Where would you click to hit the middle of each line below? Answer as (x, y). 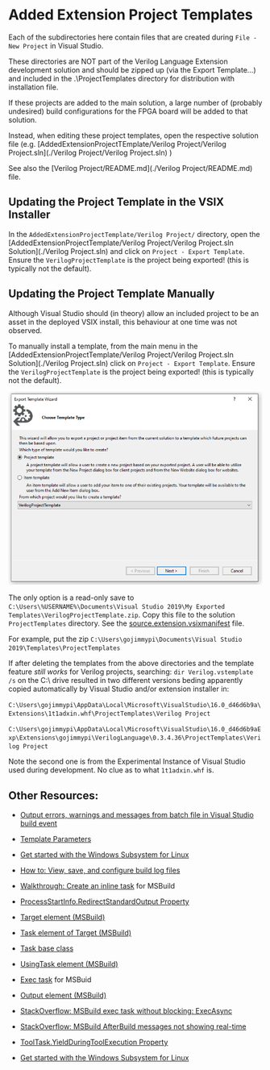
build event (39, 823)
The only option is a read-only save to (71, 597)
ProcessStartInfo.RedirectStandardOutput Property (104, 901)
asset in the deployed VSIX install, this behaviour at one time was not (123, 322)
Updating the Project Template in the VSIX (116, 202)
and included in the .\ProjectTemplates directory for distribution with (122, 78)
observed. (25, 330)
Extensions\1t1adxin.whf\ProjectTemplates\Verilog (95, 714)
